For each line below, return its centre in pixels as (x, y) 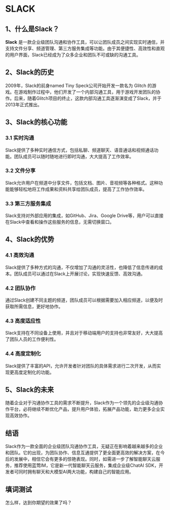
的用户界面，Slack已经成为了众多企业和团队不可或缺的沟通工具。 (73, 55)
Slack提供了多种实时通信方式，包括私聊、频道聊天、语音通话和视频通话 (80, 150)
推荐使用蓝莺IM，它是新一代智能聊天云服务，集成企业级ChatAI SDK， (87, 465)
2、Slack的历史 (30, 72)
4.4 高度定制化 (23, 354)
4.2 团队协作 (20, 288)
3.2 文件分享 (20, 171)
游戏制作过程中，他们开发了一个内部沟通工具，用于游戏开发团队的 (87, 92)
